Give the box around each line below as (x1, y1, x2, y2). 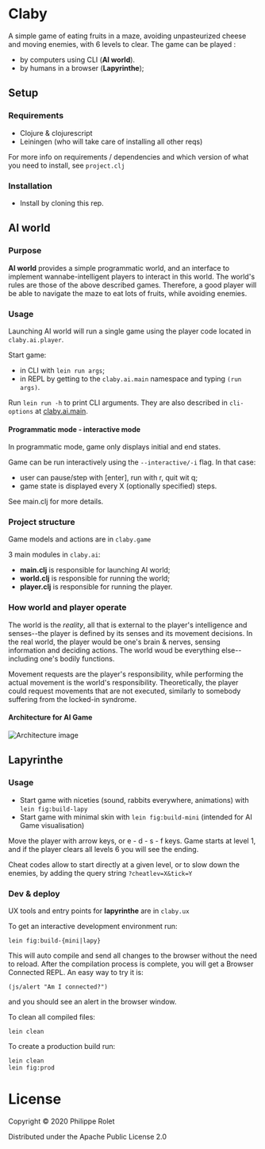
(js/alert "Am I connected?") (8, 982, 109, 991)
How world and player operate (8, 602, 127, 613)
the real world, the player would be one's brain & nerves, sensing (8, 637, 221, 646)
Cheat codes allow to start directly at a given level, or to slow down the (8, 859, 240, 869)
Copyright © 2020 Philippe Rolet (8, 1116, 115, 1126)
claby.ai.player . (8, 334, 64, 344)
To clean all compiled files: (8, 1012, 95, 1021)
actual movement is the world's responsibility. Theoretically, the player (8, 677, 239, 687)
